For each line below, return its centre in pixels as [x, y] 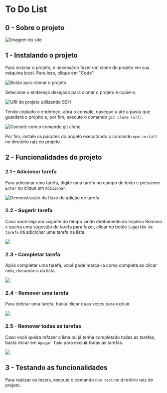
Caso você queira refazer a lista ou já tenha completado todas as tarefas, [80, 337]
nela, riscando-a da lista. [31, 271]
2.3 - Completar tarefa [33, 254]
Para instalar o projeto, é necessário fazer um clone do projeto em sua [77, 67]
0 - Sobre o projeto [35, 28]
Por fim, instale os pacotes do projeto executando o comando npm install [82, 136]
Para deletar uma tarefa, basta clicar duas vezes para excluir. [68, 304]
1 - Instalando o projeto [42, 55]
